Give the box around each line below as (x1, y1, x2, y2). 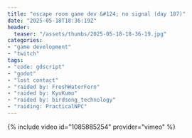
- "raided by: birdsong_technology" (7, 97, 116, 104)
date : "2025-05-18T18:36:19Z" (7, 17, 97, 24)
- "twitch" (7, 51, 40, 58)
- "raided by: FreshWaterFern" (7, 83, 100, 90)
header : (7, 23, 31, 31)
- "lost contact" (7, 76, 59, 84)
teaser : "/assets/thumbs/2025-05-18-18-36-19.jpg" (14, 30, 167, 38)
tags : (7, 57, 23, 64)
